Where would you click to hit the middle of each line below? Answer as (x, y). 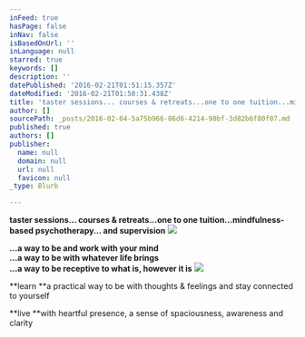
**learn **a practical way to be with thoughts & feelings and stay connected (151, 286)
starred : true (36, 60)
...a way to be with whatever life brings (84, 258)
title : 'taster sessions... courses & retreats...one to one (128, 102)
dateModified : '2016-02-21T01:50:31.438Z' (91, 93)
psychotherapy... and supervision (100, 231)
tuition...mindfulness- (242, 220)
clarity (21, 323)
